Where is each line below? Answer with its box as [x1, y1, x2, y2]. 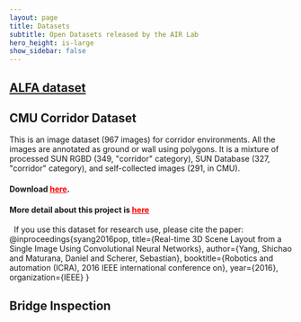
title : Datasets [9, 22, 70, 31]
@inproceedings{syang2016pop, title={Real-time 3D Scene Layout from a [9, 234, 282, 245]
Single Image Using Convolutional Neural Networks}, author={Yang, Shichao [9, 244, 292, 255]
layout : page [9, 13, 58, 22]
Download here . [9, 183, 70, 194]
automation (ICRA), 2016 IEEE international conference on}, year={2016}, [9, 263, 279, 273]
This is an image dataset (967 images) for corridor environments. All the [9, 134, 276, 145]
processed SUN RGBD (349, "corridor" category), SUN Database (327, [9, 154, 270, 165]
